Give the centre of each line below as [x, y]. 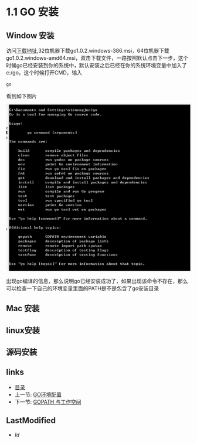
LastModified [31, 420]
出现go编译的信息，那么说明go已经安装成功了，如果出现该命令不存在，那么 [97, 281]
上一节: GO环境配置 [38, 394]
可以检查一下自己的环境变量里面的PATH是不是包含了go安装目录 [83, 288]
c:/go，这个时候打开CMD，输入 [44, 73]
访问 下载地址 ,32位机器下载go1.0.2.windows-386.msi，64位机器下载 [88, 51]
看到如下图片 [21, 96]
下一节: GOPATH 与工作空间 [48, 401]
